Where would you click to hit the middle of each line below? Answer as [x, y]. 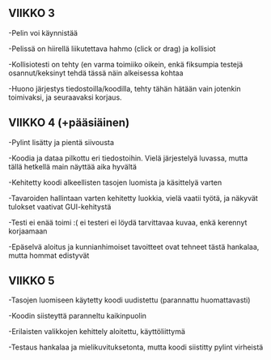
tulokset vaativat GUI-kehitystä [60, 207]
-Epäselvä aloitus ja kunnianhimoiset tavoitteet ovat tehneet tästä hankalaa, [134, 246]
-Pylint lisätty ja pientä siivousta [61, 142]
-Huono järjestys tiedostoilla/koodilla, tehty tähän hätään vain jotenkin [125, 88]
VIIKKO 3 [32, 13]
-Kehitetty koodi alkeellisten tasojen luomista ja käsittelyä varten [115, 182]
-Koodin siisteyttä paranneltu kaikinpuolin [78, 316]
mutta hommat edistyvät [49, 255]
